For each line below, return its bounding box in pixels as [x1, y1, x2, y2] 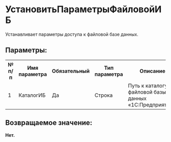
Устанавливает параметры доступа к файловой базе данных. [5, 31, 138, 37]
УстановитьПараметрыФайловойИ [5, 4, 162, 15]
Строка [94, 92, 113, 99]
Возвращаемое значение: [5, 119, 93, 127]
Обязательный [51, 67, 90, 74]
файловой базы [128, 88, 166, 95]
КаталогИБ [18, 92, 46, 99]
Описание [139, 67, 165, 74]
